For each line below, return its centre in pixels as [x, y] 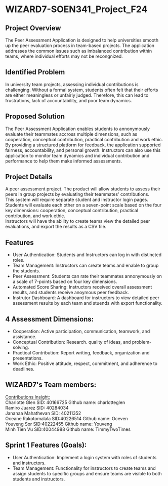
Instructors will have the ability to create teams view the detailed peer [78, 221]
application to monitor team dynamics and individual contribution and [77, 155]
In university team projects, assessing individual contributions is [72, 84]
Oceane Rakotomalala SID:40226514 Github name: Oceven [67, 418]
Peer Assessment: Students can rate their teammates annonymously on [87, 276]
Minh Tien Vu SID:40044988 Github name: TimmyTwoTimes [68, 429]
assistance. [25, 337]
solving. [21, 347]
